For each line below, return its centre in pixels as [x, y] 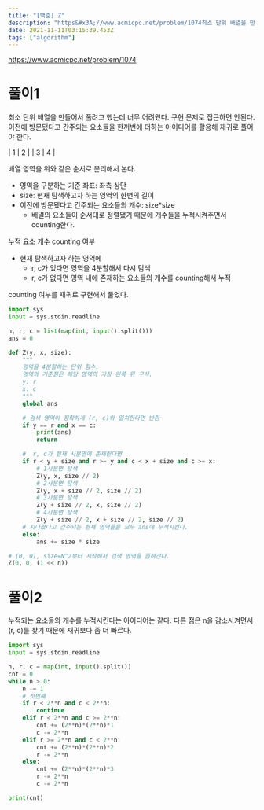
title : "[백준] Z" [37, 15]
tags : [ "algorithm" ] [42, 37]
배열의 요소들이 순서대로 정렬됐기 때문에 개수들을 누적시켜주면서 [129, 215]
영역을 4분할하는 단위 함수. [61, 367]
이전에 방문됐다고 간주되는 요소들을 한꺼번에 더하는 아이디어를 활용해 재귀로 [124, 127]
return [47, 440]
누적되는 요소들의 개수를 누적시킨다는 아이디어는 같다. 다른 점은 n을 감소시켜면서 [131, 620]
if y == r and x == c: [59, 425]
